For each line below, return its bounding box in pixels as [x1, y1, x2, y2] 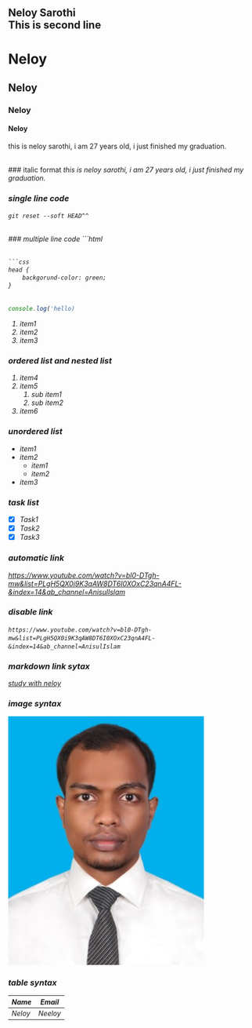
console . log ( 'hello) [8, 305, 76, 313]
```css [8, 258, 30, 266]
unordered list [8, 426, 63, 437]
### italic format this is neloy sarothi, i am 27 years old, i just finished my [8, 165, 244, 175]
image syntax [8, 698, 62, 709]
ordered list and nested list [8, 355, 112, 366]
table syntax [8, 977, 57, 988]
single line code [8, 193, 70, 204]
